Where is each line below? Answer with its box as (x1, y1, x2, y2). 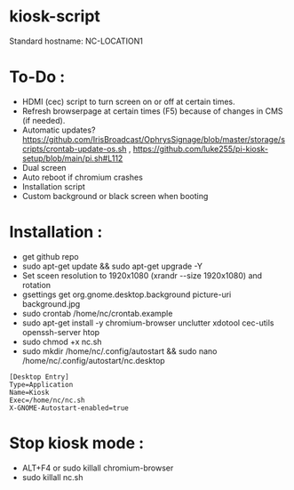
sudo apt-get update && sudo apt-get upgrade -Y (21, 261, 203, 271)
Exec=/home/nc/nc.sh (9, 396, 86, 405)
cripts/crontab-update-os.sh (21, 143, 127, 154)
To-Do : (9, 67, 66, 87)
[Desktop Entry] (9, 372, 69, 382)
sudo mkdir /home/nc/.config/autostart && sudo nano (21, 345, 218, 357)
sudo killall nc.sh (21, 471, 83, 482)
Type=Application (9, 380, 74, 389)
